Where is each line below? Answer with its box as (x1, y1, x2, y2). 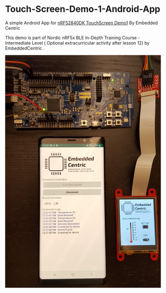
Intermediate (5, 40, 31, 46)
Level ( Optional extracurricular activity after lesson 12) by (32, 40, 150, 46)
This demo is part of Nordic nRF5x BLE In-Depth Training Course (5, 35, 137, 41)
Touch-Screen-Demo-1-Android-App (5, 3, 161, 15)
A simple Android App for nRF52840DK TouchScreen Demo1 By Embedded (5, 20, 158, 26)
